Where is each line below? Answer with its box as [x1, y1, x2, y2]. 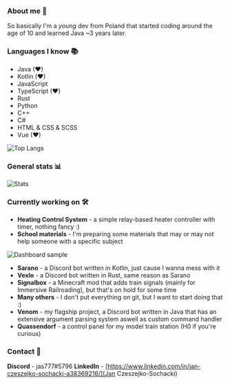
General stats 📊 [7, 161, 62, 171]
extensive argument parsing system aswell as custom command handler [17, 315, 222, 324]
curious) [17, 330, 41, 338]
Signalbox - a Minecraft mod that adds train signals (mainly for [17, 278, 196, 287]
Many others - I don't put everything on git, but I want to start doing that [17, 293, 223, 302]
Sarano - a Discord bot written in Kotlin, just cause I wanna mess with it [17, 264, 220, 272]
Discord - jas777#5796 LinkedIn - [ [7, 362, 108, 370]
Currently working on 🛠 [7, 197, 89, 207]
